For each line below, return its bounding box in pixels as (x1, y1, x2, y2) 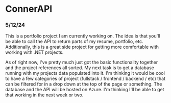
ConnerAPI (5, 3, 53, 15)
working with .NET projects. (5, 49, 64, 55)
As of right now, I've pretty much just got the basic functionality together (5, 59, 158, 66)
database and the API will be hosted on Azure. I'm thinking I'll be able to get (5, 87, 164, 93)
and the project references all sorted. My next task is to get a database (5, 65, 154, 71)
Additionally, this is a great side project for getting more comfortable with (5, 44, 159, 50)
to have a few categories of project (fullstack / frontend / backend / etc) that (5, 75, 166, 82)
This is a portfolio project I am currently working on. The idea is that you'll (5, 33, 160, 39)
